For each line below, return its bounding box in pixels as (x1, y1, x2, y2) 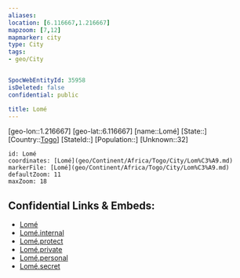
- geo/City (8, 56, 44, 64)
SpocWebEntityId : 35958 (8, 76, 86, 84)
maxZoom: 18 (8, 177, 47, 185)
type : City (8, 41, 44, 49)
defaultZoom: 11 (8, 170, 61, 179)
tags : (8, 48, 26, 56)
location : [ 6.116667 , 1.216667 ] (8, 19, 111, 27)
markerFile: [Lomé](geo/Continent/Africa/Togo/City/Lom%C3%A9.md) (8, 164, 230, 172)
